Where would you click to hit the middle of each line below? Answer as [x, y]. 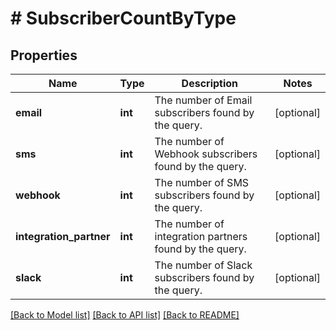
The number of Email [203, 100]
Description [210, 83]
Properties [44, 55]
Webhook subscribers [206, 154]
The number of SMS [202, 182]
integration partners [201, 236]
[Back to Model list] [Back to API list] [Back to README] [125, 315]
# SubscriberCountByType [123, 18]
